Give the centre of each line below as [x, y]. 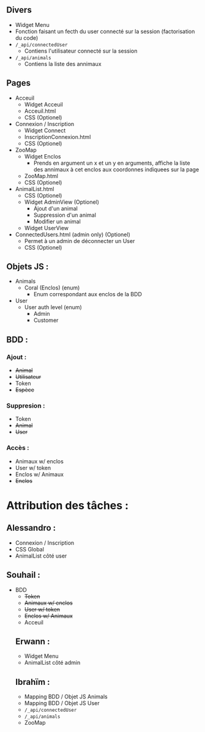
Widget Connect [45, 130]
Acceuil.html [40, 111]
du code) [27, 38]
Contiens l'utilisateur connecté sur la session [81, 51]
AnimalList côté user [41, 556]
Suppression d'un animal [65, 215]
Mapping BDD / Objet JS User [62, 703]
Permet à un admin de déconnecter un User [80, 241]
